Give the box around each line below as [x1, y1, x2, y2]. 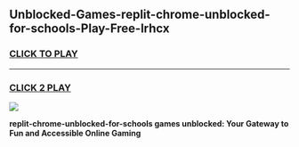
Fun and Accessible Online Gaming [9, 127, 141, 138]
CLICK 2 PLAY [9, 81, 71, 94]
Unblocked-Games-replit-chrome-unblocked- [9, 7, 271, 22]
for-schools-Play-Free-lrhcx [9, 21, 170, 37]
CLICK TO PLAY [9, 48, 78, 61]
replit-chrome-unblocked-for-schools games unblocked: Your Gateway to [9, 118, 289, 128]
